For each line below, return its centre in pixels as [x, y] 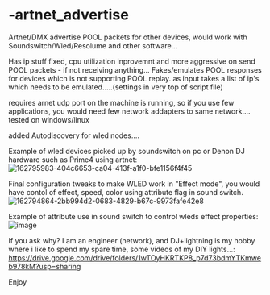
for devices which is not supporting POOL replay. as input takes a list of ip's [134, 78]
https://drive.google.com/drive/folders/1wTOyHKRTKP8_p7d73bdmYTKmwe [135, 258]
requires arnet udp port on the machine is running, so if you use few [121, 102]
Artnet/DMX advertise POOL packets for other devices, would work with [128, 37]
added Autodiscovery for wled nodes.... [74, 135]
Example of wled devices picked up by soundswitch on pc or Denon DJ [127, 151]
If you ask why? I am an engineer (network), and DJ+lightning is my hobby [132, 240]
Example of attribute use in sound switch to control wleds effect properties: [133, 216]
